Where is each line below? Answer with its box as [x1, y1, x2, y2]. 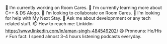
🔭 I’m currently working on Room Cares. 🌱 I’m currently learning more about [5, 5, 162, 10]
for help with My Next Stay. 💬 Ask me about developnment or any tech [5, 15, 151, 21]
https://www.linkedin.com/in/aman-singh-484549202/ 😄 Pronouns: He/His [5, 28, 162, 34]
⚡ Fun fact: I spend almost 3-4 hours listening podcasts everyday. [5, 34, 142, 39]
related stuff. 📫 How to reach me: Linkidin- [5, 21, 95, 27]
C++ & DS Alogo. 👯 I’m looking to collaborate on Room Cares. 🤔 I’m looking [5, 10, 160, 16]
